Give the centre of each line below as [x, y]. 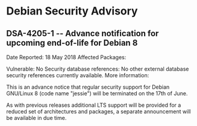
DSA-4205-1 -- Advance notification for [83, 33]
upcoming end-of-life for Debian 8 [72, 43]
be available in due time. [36, 118]
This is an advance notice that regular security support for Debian [88, 87]
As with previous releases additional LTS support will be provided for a [94, 105]
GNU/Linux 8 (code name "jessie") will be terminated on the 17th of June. [97, 93]
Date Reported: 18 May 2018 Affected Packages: [66, 57]
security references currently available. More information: [78, 75]
